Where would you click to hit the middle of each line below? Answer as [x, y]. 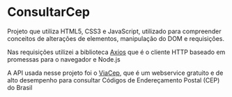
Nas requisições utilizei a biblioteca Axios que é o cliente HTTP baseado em [116, 52]
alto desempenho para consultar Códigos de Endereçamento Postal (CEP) [114, 80]
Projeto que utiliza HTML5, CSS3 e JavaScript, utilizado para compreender [114, 31]
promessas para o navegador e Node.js [64, 59]
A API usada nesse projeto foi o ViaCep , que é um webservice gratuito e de [115, 73]
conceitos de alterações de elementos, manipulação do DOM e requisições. [116, 38]
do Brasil [20, 87]
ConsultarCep [49, 12]
